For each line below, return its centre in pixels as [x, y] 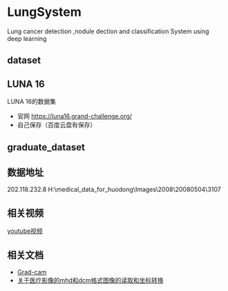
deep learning [27, 38]
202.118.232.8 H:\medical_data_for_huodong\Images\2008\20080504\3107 [114, 189]
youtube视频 [25, 231]
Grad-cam [32, 272]
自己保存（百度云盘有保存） [57, 125]
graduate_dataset [46, 147]
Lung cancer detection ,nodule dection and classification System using [108, 31]
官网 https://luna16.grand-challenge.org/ [75, 116]
